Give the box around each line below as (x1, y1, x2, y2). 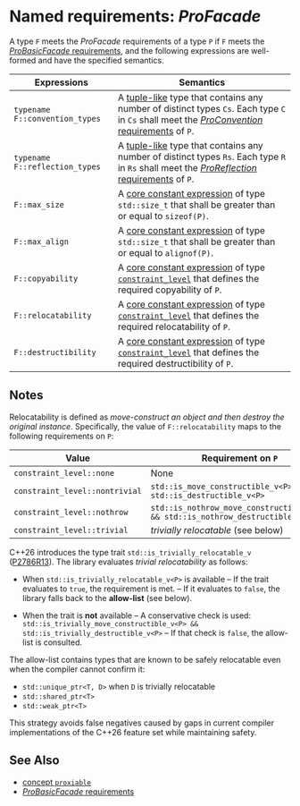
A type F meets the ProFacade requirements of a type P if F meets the (9, 36, 265, 47)
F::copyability (13, 273, 79, 284)
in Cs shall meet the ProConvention (117, 114, 263, 126)
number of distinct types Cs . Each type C (117, 102, 287, 115)
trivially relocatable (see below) (150, 523, 284, 536)
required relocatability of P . (117, 320, 230, 333)
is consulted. (35, 637, 83, 648)
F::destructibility (13, 347, 96, 357)
